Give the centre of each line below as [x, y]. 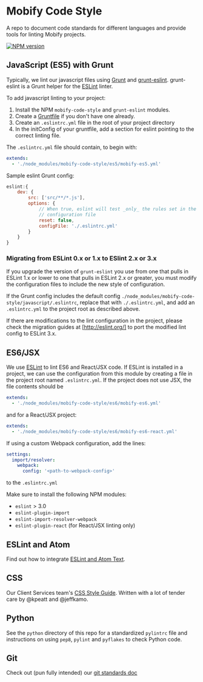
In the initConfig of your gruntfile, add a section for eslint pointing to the [105, 129]
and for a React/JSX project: [42, 415]
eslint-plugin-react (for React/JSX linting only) [75, 526]
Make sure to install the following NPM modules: [67, 494]
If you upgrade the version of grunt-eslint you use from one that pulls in [98, 271]
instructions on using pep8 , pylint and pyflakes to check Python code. [94, 639]
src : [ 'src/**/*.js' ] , [57, 198]
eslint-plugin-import [42, 513]
